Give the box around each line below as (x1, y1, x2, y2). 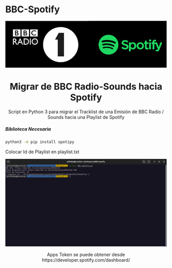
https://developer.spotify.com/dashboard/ (41, 257, 131, 263)
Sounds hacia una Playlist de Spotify (48, 114, 124, 120)
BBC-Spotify (5, 4, 60, 15)
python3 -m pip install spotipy (5, 139, 74, 145)
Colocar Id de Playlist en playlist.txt (5, 149, 79, 155)
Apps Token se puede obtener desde (47, 252, 125, 258)
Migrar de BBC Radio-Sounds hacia (9, 81, 163, 93)
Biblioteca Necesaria (5, 126, 51, 132)
